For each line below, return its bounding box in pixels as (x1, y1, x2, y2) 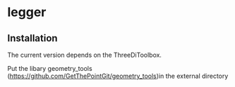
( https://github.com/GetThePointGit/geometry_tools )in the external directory (7, 72, 229, 80)
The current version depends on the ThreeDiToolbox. (7, 51, 162, 59)
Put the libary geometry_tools (7, 65, 93, 72)
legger (7, 4, 47, 20)
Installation (7, 32, 58, 44)
